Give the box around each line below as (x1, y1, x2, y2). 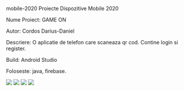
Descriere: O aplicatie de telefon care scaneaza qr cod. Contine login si (6, 39, 179, 45)
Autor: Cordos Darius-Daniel (6, 27, 75, 34)
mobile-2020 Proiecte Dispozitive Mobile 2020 (6, 5, 119, 12)
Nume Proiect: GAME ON (6, 16, 66, 23)
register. (6, 45, 26, 52)
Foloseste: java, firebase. (6, 68, 67, 75)
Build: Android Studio (6, 57, 57, 63)
